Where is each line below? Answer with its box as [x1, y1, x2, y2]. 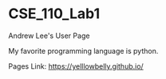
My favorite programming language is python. [8, 46, 159, 55]
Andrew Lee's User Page [8, 31, 90, 40]
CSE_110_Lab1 [8, 5, 101, 23]
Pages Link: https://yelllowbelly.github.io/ [8, 61, 144, 71]
